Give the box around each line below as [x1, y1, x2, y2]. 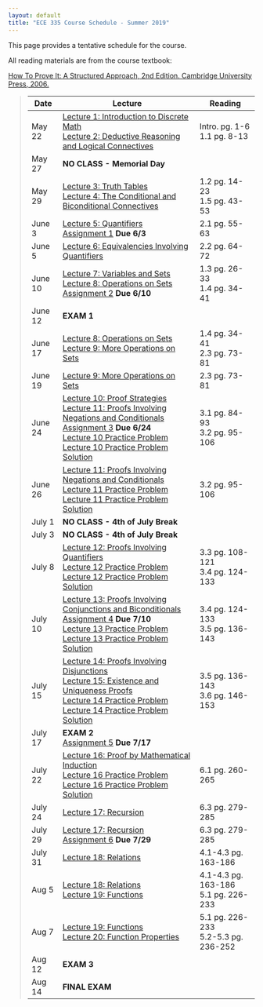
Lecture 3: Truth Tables [62, 181, 149, 192]
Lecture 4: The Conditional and [62, 190, 177, 201]
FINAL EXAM [62, 981, 112, 992]
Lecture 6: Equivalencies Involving [62, 240, 189, 251]
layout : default [8, 11, 61, 20]
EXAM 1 [62, 310, 94, 321]
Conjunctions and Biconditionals [62, 604, 182, 615]
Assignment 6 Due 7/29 [62, 834, 151, 845]
